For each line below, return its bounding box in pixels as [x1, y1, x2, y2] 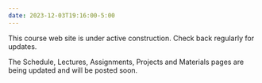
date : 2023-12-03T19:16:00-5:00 [8, 11, 115, 20]
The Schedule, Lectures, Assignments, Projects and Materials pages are [8, 57, 245, 66]
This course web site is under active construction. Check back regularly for [8, 33, 255, 43]
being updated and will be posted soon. [8, 65, 138, 75]
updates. [8, 41, 37, 51]
